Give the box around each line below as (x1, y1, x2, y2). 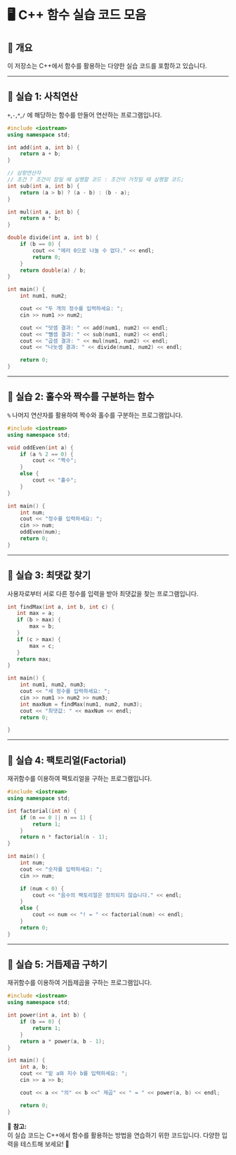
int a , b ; (20, 1064, 49, 1071)
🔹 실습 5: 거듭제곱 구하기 (7, 958, 107, 970)
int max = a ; (16, 609, 55, 617)
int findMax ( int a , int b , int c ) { (7, 603, 114, 610)
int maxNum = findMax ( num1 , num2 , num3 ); (20, 701, 143, 708)
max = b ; (29, 623, 55, 630)
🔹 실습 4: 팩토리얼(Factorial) (7, 754, 126, 766)
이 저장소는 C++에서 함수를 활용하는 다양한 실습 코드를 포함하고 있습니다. (7, 62, 207, 70)
